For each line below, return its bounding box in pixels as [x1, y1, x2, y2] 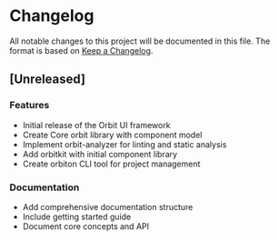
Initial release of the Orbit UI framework [22, 119, 171, 130]
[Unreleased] [9, 72, 86, 87]
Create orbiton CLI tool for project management [22, 158, 201, 169]
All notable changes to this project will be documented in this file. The [9, 35, 271, 46]
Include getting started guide [22, 211, 132, 222]
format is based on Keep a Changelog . [9, 45, 154, 55]
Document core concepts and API [22, 220, 150, 232]
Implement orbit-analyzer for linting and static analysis [22, 138, 227, 150]
